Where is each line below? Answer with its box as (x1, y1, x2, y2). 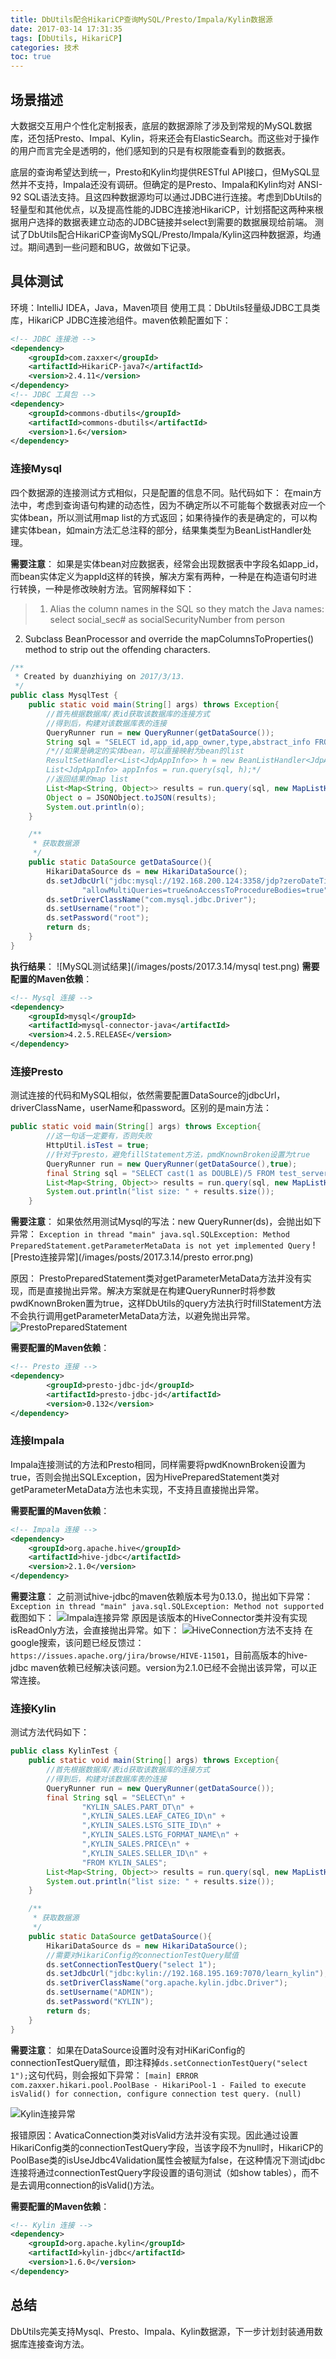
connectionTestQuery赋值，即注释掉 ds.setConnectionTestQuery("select (10, 2056, 308, 2068)
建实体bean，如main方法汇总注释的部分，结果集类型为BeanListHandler (10, 524, 303, 536)
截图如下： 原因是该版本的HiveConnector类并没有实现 (10, 1612, 308, 1624)
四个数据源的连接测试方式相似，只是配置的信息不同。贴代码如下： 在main (10, 486, 313, 498)
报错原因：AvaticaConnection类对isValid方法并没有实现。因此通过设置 (10, 2129, 299, 2141)
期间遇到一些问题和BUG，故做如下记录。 (27, 241, 197, 253)
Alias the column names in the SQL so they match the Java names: (49, 602, 325, 615)
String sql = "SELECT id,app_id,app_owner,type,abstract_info (46, 737, 311, 747)
